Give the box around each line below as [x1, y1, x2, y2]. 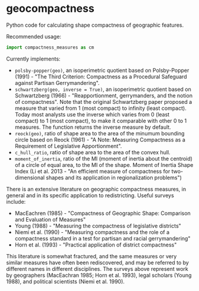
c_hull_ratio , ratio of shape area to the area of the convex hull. [14, 148, 170, 156]
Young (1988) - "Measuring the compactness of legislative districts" [14, 222, 181, 229]
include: [6, 198, 26, 205]
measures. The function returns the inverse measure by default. [14, 124, 171, 131]
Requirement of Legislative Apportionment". [14, 142, 122, 150]
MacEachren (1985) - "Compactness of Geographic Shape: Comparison [14, 210, 191, 217]
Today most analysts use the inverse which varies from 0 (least [14, 110, 170, 118]
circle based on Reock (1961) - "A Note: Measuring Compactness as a [14, 136, 186, 143]
